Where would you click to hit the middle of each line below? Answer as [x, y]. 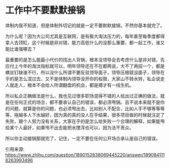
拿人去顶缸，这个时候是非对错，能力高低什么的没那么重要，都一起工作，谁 [83, 42]
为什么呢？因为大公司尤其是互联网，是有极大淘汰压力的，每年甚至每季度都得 [85, 36]
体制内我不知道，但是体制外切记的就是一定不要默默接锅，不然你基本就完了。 [85, 25]
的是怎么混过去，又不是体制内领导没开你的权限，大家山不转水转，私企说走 [87, 79]
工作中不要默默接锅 [45, 10]
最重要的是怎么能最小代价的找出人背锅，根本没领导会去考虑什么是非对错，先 [85, 59]
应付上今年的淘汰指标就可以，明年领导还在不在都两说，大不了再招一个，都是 [85, 66]
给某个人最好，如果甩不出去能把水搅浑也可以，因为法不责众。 [70, 127]
